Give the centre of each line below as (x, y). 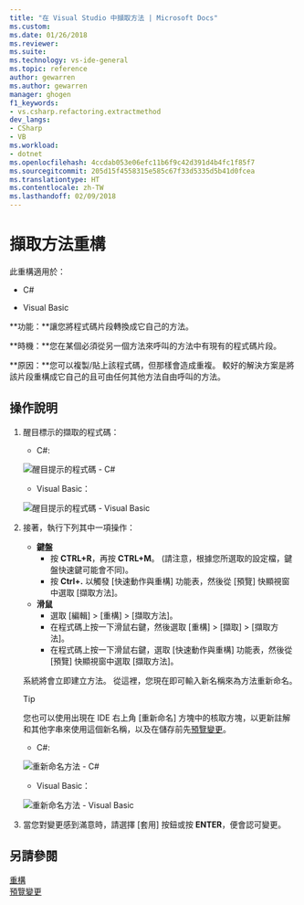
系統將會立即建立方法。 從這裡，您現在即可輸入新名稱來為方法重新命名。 (160, 680)
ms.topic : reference (49, 69)
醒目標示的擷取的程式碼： (71, 431)
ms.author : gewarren (49, 86)
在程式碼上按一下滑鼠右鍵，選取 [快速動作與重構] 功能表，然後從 (171, 649)
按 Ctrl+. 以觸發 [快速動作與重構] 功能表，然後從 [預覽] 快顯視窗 (170, 580)
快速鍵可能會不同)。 (96, 570)
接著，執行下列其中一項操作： (79, 527)
